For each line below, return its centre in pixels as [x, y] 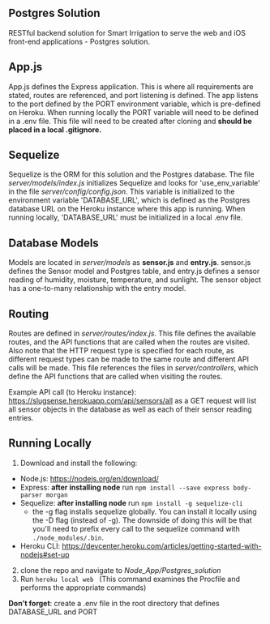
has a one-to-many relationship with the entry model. [97, 288]
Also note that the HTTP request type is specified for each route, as [121, 351]
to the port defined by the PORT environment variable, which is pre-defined [135, 104]
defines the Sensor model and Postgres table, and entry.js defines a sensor [134, 271]
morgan [57, 495]
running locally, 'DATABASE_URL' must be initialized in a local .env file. [126, 217]
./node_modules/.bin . [68, 537]
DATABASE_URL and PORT [53, 612]
